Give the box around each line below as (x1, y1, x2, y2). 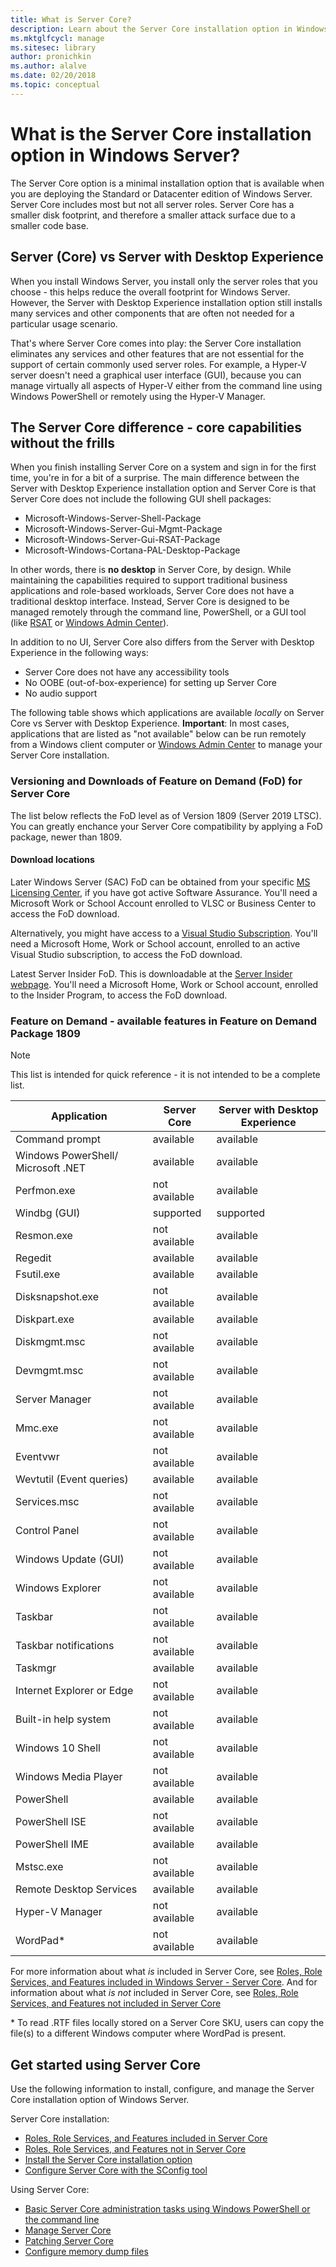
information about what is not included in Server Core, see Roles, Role (10, 1987, 299, 1999)
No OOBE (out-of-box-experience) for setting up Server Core (24, 677, 277, 689)
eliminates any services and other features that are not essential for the (10, 347, 305, 360)
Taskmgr (15, 1661, 57, 1675)
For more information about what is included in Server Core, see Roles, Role (10, 1966, 323, 1978)
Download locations (10, 854, 95, 866)
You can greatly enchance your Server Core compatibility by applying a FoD (10, 820, 323, 832)
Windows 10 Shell (15, 1741, 101, 1755)
